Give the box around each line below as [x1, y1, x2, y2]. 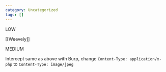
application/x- [129, 56, 162, 61]
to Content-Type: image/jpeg [13, 61, 74, 67]
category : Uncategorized [5, 7, 58, 13]
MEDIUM [5, 46, 24, 52]
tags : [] [5, 12, 24, 17]
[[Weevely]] [5, 36, 30, 42]
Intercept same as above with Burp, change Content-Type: [5, 55, 128, 61]
